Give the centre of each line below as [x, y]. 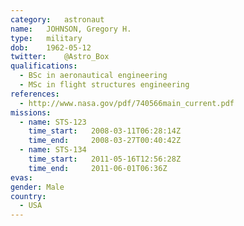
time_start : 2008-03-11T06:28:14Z [105, 131]
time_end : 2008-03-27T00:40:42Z [105, 141]
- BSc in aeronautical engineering [93, 76]
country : [28, 196]
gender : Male [37, 187]
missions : [31, 112]
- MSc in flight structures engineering [104, 85]
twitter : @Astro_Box [60, 57]
